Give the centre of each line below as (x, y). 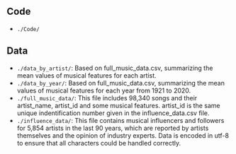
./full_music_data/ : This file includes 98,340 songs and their (107, 97)
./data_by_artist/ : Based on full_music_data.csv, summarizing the (115, 68)
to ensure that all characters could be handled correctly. (99, 143)
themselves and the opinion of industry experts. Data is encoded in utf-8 (123, 135)
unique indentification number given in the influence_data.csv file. (113, 113)
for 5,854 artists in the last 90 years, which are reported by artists (113, 128)
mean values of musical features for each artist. (86, 75)
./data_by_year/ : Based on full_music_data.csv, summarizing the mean (120, 83)
